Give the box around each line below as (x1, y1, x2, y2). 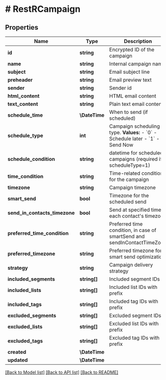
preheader (7, 77, 33, 83)
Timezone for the (109, 192, 149, 199)
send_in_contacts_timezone (7, 209, 75, 216)
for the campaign (109, 176, 149, 183)
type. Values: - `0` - (109, 129, 157, 136)
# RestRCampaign (5, 3, 81, 15)
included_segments (7, 276, 55, 283)
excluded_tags (7, 337, 43, 344)
